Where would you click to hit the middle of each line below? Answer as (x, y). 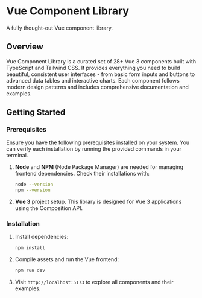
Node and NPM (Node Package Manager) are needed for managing (99, 167)
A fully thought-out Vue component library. (60, 28)
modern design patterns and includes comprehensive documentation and (97, 87)
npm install (30, 248)
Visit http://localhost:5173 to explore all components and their (94, 282)
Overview (25, 47)
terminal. (17, 156)
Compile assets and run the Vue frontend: (67, 259)
